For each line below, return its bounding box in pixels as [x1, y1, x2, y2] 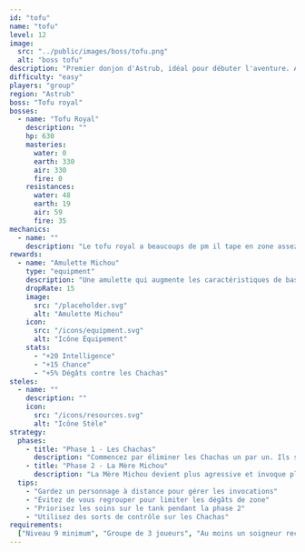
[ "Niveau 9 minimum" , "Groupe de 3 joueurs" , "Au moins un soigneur [17, 529, 282, 538]
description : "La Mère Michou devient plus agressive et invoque [33, 470, 286, 479]
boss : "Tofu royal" [9, 97, 84, 107]
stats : [25, 343, 51, 352]
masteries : [25, 140, 67, 149]
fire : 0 [33, 174, 64, 183]
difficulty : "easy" [9, 73, 84, 82]
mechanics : [9, 225, 51, 234]
